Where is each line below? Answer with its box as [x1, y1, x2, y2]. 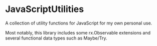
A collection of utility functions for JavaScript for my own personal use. [5, 20, 152, 26]
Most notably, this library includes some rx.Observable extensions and [5, 29, 150, 35]
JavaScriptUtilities [5, 3, 84, 15]
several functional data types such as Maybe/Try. [5, 35, 107, 41]
